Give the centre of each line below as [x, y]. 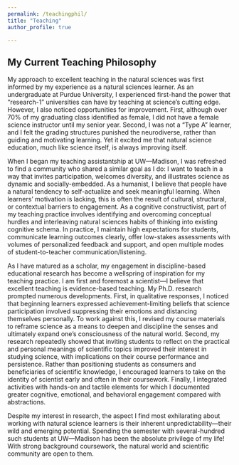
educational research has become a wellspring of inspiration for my [106, 273]
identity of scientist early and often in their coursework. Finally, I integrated [117, 380]
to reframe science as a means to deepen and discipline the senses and [113, 326]
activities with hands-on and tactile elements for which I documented [108, 387]
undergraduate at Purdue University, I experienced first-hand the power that [119, 95]
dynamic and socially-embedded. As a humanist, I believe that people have [117, 184]
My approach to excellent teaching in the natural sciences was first [106, 80]
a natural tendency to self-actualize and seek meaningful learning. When [114, 192]
